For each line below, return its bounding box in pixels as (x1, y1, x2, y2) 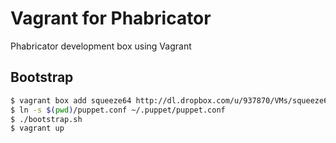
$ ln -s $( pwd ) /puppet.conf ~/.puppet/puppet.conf (10, 105, 226, 115)
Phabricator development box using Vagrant (10, 40, 192, 52)
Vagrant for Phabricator (10, 7, 212, 30)
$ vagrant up (10, 123, 65, 134)
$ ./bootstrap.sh (10, 114, 83, 124)
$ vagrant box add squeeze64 (10, 95, 132, 106)
